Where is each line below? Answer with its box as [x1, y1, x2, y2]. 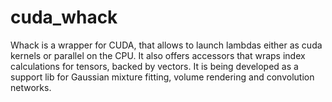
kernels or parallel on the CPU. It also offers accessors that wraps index [10, 49, 306, 61]
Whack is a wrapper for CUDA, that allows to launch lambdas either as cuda [10, 39, 323, 51]
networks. [10, 81, 52, 93]
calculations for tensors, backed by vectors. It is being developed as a [10, 60, 299, 72]
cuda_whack [10, 6, 118, 29]
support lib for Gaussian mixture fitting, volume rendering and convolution [10, 71, 315, 83]
